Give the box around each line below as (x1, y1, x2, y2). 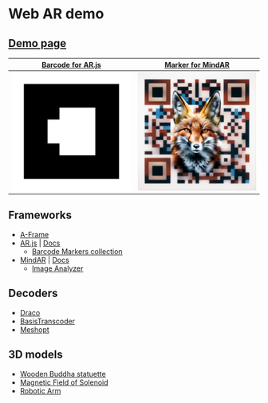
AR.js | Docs (19, 238, 61, 248)
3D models (8, 348, 63, 362)
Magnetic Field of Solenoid (19, 378, 109, 387)
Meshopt (19, 324, 49, 335)
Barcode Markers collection (31, 246, 123, 256)
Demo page (8, 37, 67, 50)
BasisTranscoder (19, 316, 76, 326)
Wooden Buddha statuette (19, 369, 106, 378)
